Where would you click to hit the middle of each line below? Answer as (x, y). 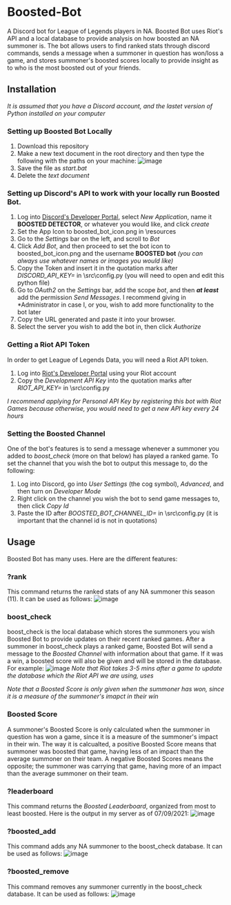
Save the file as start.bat (52, 168)
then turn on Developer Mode (59, 491)
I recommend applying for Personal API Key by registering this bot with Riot (114, 401)
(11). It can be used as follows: (50, 599)
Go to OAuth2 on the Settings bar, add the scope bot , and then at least (118, 290)
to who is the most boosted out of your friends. (74, 68)
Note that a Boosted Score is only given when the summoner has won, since (116, 689)
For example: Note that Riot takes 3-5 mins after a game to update (115, 669)
